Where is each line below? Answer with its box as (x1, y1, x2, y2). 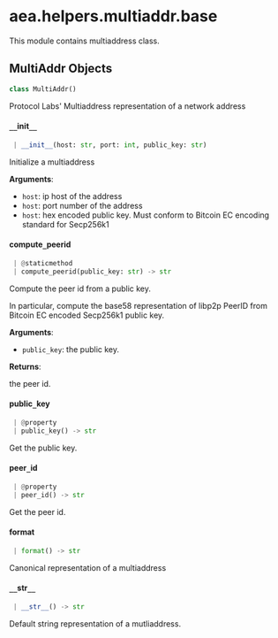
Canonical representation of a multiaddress (9, 562, 167, 573)
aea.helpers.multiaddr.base (9, 6, 218, 27)
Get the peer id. (9, 506, 66, 517)
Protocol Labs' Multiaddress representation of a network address (9, 100, 246, 111)
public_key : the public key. (21, 343, 120, 355)
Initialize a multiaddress (9, 157, 95, 167)
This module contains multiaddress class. (9, 35, 161, 46)
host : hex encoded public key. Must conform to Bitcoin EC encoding (21, 210, 270, 220)
